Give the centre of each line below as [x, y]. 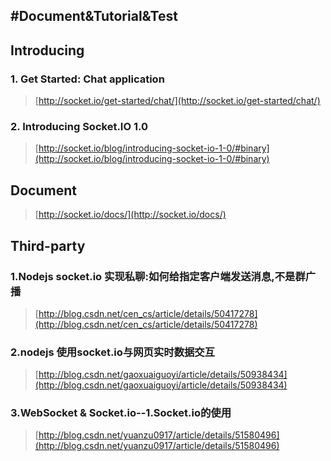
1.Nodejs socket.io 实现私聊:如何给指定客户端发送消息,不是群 [158, 276]
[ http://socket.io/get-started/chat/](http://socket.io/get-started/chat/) [177, 101]
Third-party [48, 245]
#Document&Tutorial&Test [94, 16]
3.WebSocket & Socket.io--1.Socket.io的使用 [121, 413]
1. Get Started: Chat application [87, 79]
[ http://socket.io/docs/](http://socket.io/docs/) [130, 215]
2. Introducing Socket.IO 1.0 [79, 126]
